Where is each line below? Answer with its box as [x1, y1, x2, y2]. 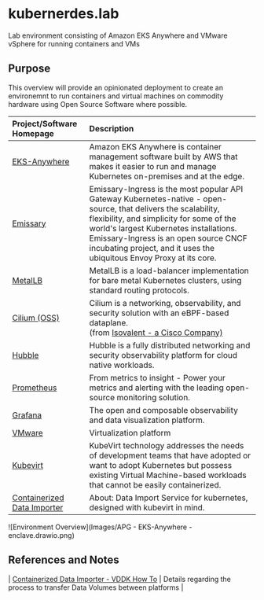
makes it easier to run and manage [89, 160, 217, 171]
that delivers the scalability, [119, 203, 220, 214]
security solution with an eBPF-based [89, 307, 229, 318]
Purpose [8, 62, 51, 75]
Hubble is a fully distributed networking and [89, 340, 251, 351]
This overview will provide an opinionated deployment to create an [8, 83, 224, 92]
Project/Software [12, 118, 78, 129]
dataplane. [89, 317, 128, 328]
